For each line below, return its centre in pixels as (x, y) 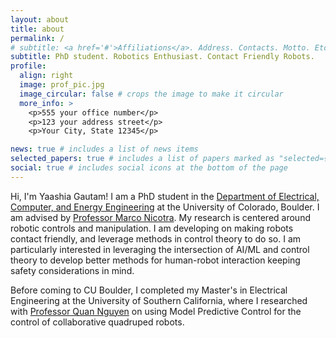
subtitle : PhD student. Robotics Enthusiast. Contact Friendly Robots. (162, 57)
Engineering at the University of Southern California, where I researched (159, 300)
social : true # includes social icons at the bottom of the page (149, 168)
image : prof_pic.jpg (62, 85)
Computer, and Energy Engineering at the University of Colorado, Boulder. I (165, 207)
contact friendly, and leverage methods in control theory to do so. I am (156, 238)
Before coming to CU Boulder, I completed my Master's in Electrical (149, 290)
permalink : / (37, 38)
